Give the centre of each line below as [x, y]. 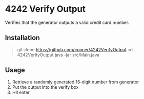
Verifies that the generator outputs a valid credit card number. [67, 22]
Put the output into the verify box [45, 87]
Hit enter [21, 92]
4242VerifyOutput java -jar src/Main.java [58, 55]
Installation [22, 38]
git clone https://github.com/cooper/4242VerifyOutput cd [75, 49]
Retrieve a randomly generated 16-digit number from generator [75, 82]
